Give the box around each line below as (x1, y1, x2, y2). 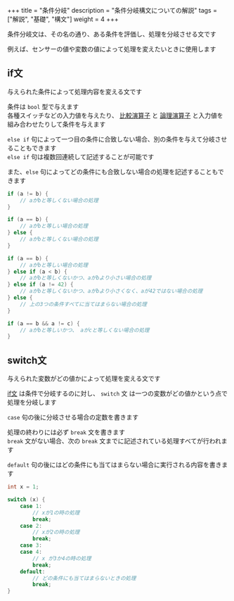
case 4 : (20, 548, 42, 555)
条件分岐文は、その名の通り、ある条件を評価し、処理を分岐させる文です (7, 30, 216, 38)
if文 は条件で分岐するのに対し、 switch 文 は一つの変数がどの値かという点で (7, 389, 228, 398)
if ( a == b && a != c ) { (7, 320, 80, 327)
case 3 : (20, 542, 42, 549)
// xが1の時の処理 (32, 509, 80, 516)
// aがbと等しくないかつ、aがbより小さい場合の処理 (20, 274, 152, 281)
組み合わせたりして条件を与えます (7, 120, 106, 128)
